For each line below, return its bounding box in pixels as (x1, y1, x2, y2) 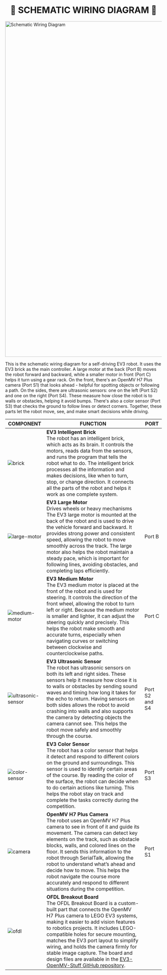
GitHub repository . (83, 962, 126, 969)
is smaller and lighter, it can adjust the (46, 613, 135, 620)
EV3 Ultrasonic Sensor (46, 658, 101, 665)
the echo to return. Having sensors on (46, 695, 135, 702)
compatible (46, 931, 73, 938)
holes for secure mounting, (74, 931, 137, 938)
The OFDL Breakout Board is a (46, 899, 117, 906)
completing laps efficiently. (46, 567, 110, 574)
